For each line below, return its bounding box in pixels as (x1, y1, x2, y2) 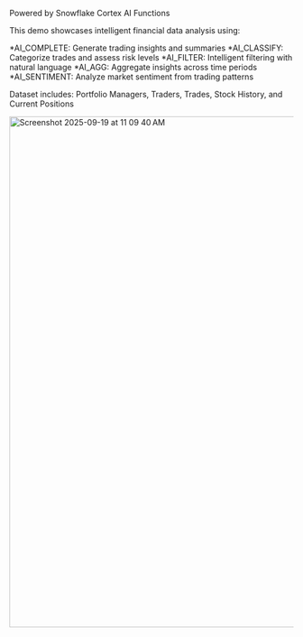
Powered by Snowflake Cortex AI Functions (9, 8, 170, 18)
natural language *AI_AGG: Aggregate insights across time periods (9, 62, 258, 72)
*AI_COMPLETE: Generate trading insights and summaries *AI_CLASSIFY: (9, 42, 284, 53)
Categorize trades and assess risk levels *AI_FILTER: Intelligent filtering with (9, 52, 293, 62)
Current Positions (9, 98, 75, 109)
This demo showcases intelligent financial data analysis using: (9, 25, 241, 35)
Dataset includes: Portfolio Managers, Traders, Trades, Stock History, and (9, 89, 283, 99)
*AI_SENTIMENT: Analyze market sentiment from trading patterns (9, 71, 254, 82)
